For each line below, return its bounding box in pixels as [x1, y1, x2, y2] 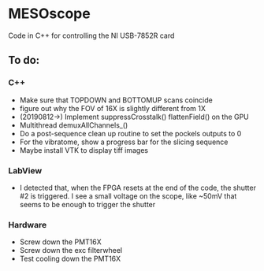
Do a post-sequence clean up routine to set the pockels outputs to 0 [19, 128, 242, 138]
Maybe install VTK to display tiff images [19, 145, 148, 154]
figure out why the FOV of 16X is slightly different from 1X [19, 103, 206, 113]
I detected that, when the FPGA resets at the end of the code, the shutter [19, 183, 256, 192]
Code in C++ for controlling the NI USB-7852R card [8, 31, 175, 40]
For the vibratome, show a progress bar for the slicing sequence [19, 137, 229, 147]
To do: [8, 54, 40, 67]
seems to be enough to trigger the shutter [19, 199, 156, 209]
